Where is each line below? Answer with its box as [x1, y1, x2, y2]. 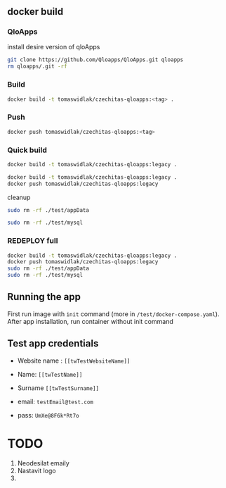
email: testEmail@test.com [17, 397, 93, 406]
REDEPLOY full [7, 236, 58, 246]
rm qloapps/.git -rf [7, 63, 68, 70]
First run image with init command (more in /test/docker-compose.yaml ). [7, 309, 220, 318]
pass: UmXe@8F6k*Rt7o [17, 411, 79, 419]
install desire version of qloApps [7, 43, 100, 51]
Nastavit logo [17, 466, 56, 475]
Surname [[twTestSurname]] [17, 383, 100, 392]
